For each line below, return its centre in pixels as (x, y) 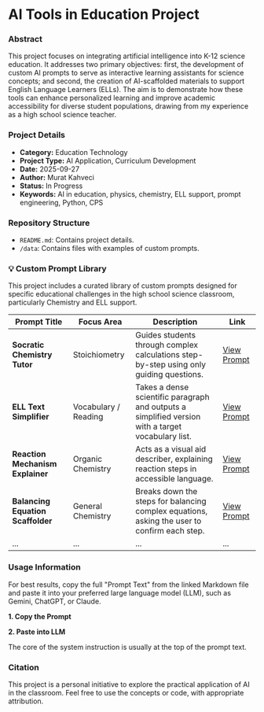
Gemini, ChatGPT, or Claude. (55, 601)
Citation (24, 667)
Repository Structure (49, 223)
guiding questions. (169, 374)
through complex (167, 345)
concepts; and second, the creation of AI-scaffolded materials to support (126, 81)
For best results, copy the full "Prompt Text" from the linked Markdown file (128, 585)
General (87, 507)
